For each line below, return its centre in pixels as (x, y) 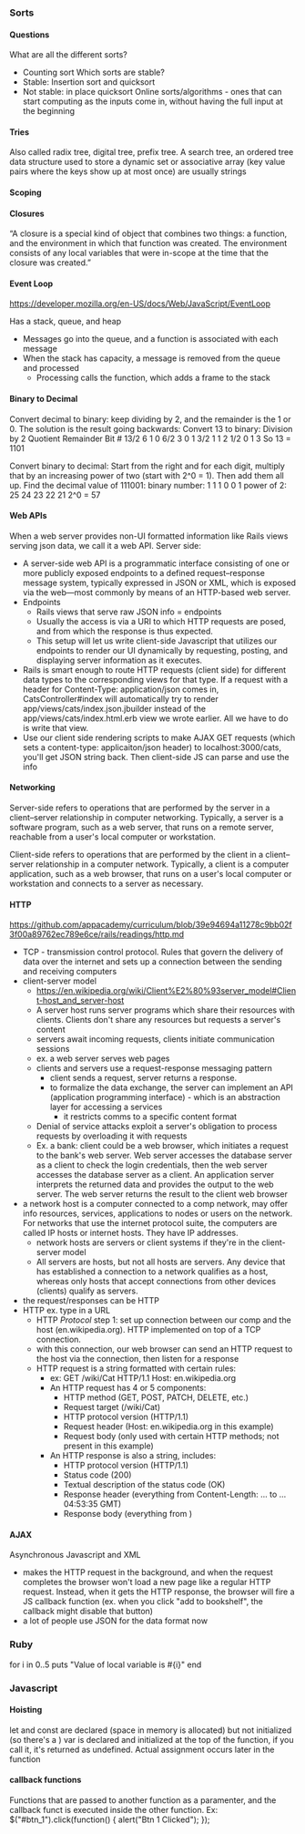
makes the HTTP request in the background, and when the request (147, 1572)
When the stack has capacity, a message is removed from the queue (151, 358)
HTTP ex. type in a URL (66, 1311)
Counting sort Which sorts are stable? (94, 72)
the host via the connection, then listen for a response (137, 1359)
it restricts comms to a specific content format (150, 1117)
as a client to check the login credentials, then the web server (152, 1165)
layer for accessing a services (106, 1107)
